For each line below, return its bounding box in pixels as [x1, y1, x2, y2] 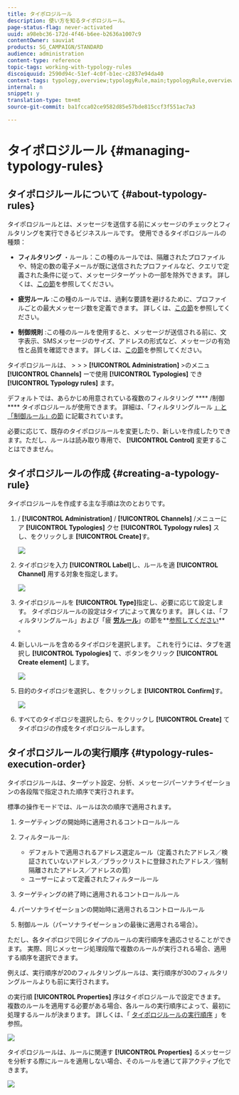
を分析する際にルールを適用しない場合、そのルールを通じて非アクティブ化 [7, 1056, 225, 1065]
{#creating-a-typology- [112, 468, 220, 480]
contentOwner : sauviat [7, 37, 75, 44]
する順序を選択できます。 [7, 953, 82, 962]
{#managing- [110, 143, 191, 159]
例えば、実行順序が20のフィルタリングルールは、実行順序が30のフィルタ [7, 968, 223, 977]
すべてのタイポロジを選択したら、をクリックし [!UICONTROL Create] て [17, 715, 230, 723]
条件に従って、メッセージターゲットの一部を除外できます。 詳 [42, 271, 224, 279]
